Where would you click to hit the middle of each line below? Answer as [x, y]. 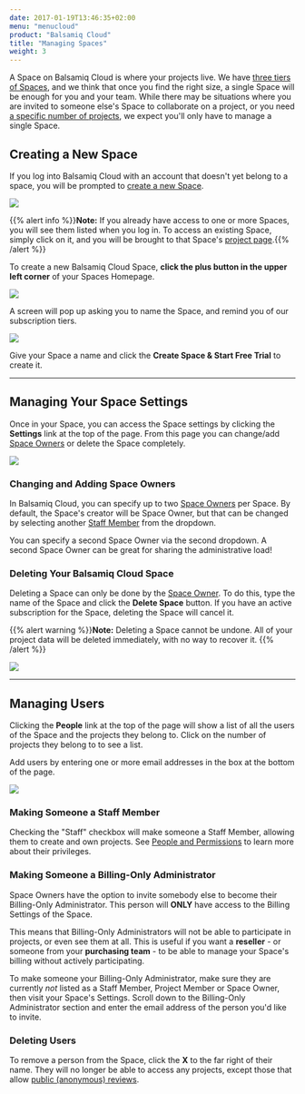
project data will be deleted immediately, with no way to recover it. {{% [142, 640]
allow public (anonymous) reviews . [74, 1079]
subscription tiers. [43, 320]
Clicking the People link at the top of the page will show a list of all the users [152, 725]
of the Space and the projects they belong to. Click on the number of [138, 735]
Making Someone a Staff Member [85, 813]
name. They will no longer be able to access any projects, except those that [151, 1070]
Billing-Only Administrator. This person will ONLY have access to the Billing [150, 904]
